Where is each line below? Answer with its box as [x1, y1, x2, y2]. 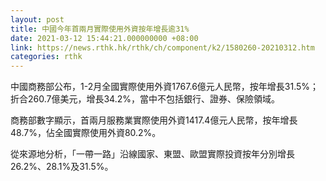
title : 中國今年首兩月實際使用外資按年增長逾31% [10, 24, 190, 34]
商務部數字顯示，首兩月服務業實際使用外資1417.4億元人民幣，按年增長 [10, 114, 298, 126]
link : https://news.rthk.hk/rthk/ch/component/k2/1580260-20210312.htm [10, 42, 315, 53]
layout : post [10, 14, 65, 25]
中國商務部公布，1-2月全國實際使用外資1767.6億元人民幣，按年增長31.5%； [10, 81, 320, 93]
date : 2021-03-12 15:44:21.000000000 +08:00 [10, 33, 199, 43]
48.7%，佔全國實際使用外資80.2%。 [10, 127, 162, 139]
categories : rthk [10, 52, 83, 62]
